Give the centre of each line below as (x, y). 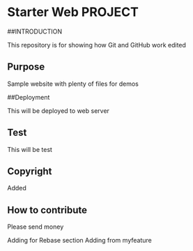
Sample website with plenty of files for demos (73, 84)
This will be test (30, 149)
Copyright (30, 171)
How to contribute (47, 210)
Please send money (36, 227)
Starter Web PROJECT (73, 12)
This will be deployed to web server (59, 111)
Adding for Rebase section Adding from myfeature (79, 241)
